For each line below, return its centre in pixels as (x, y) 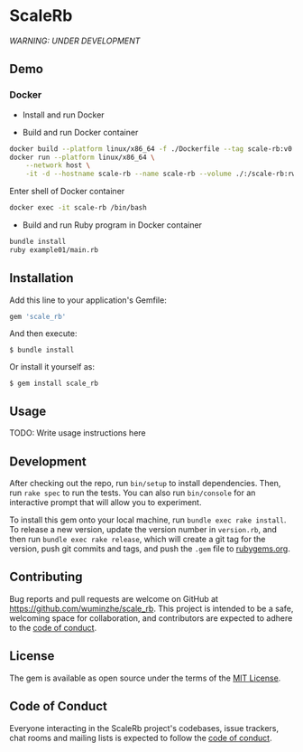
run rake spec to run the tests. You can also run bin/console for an (133, 493)
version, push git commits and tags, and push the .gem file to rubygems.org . (150, 549)
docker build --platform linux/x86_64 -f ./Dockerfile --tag (127, 149)
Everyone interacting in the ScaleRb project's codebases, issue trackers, (144, 728)
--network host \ (58, 165)
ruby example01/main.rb (54, 249)
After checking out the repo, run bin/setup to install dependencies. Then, (145, 484)
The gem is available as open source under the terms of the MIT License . (145, 678)
